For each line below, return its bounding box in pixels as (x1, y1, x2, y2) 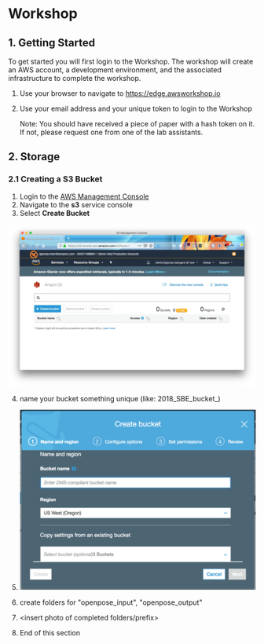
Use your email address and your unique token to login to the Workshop (19, 104, 253, 113)
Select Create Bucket (19, 208, 90, 218)
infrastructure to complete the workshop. (8, 74, 141, 82)
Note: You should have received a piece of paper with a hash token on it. (19, 119, 255, 128)
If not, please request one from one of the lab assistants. (19, 127, 203, 137)
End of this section (19, 628, 81, 638)
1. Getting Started (8, 36, 96, 49)
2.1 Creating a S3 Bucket (8, 174, 103, 185)
